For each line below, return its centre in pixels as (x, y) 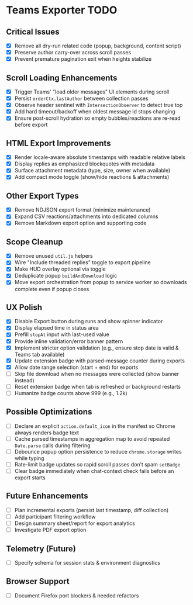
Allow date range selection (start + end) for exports (76, 367)
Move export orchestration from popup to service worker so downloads (101, 282)
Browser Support (38, 581)
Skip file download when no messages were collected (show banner (97, 374)
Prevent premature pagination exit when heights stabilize (83, 59)
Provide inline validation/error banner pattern (69, 341)
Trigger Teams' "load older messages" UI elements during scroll (92, 92)
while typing (29, 458)
